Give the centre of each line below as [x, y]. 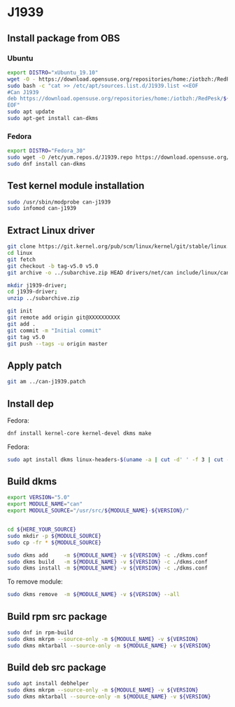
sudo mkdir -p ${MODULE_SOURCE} [54, 536]
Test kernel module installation [76, 186]
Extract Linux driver [51, 230]
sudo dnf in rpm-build [40, 633]
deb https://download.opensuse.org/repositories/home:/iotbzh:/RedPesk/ [115, 99]
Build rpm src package [57, 616]
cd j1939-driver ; [33, 292]
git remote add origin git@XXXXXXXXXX [64, 318]
